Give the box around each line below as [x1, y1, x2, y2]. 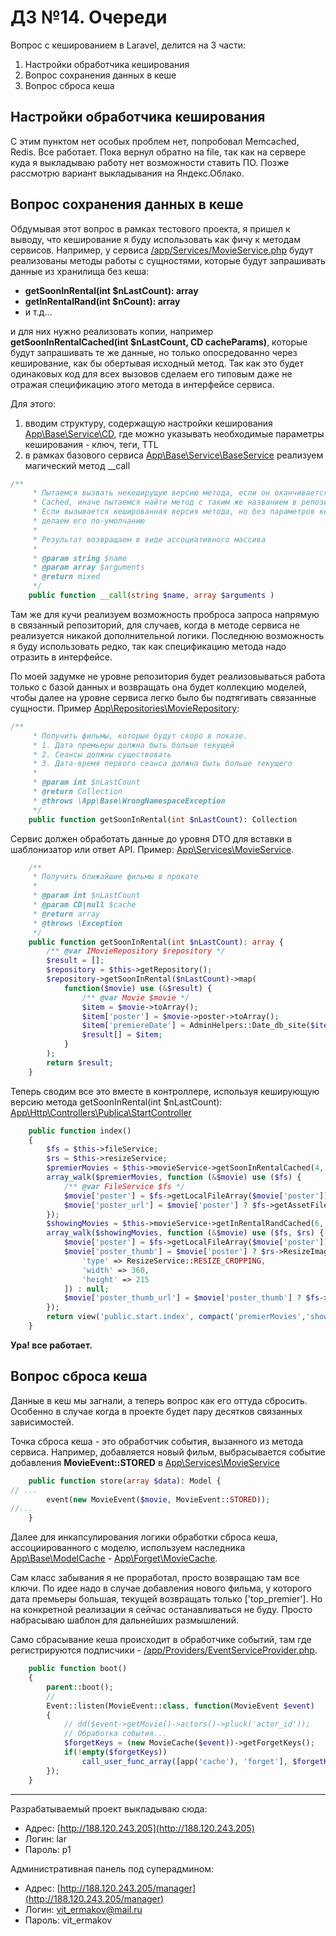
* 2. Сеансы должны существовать [32, 749, 172, 760]
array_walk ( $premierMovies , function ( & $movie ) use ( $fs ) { [46, 1172, 302, 1183]
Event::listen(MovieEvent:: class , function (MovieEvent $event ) [46, 1701, 315, 1711]
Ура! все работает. [10, 1339, 93, 1351]
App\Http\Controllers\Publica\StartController [10, 1106, 192, 1118]
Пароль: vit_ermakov [24, 1914, 113, 1926]
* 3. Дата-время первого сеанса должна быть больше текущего [32, 759, 293, 769]
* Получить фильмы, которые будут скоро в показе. [32, 731, 248, 741]
